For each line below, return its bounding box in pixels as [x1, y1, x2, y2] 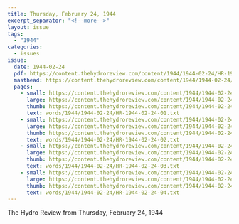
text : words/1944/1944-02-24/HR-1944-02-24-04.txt [26, 189, 180, 196]
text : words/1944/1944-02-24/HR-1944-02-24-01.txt [26, 110, 180, 117]
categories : [7, 43, 43, 50]
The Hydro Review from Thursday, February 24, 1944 [7, 208, 164, 217]
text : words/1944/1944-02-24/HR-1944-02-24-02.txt [26, 136, 180, 143]
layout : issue [7, 23, 50, 31]
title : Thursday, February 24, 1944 [7, 10, 116, 18]
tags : [7, 30, 23, 38]
